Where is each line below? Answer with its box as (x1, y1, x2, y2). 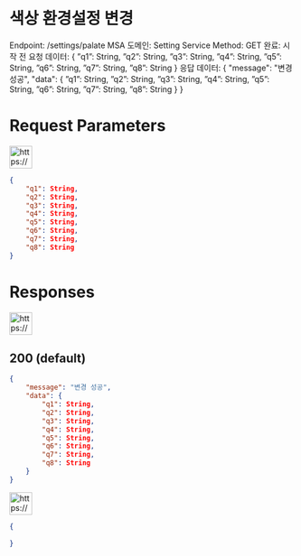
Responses (9, 282, 95, 302)
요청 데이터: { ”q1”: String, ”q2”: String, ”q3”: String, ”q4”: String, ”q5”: (28, 51, 282, 61)
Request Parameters (9, 116, 166, 136)
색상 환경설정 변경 (9, 8, 134, 29)
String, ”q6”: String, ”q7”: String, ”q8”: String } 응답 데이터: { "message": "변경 (9, 62, 293, 73)
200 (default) (9, 350, 86, 366)
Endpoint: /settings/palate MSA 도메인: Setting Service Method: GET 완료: (9, 40, 281, 51)
